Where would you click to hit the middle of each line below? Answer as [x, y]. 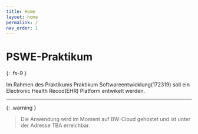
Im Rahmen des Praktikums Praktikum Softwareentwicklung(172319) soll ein [98, 85]
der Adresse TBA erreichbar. [55, 125]
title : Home [21, 11]
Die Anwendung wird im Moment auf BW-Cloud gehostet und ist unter [105, 119]
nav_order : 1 [22, 28]
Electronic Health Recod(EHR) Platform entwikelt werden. [76, 91]
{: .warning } [21, 108]
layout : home [22, 17]
